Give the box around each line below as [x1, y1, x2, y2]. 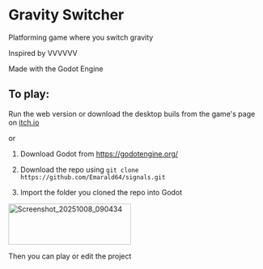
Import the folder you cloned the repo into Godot [19, 187, 183, 197]
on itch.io [8, 117, 40, 127]
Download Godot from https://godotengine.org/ [19, 148, 179, 159]
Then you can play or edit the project [8, 251, 132, 261]
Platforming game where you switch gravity [8, 32, 154, 42]
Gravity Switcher [8, 6, 125, 24]
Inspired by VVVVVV [8, 48, 78, 58]
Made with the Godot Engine [8, 63, 104, 74]
